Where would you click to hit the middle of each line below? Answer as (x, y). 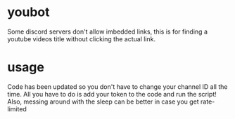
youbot (29, 12)
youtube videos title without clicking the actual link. (82, 38)
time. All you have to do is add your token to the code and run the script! (112, 94)
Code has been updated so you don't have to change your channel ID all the (118, 86)
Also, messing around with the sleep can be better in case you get (103, 101)
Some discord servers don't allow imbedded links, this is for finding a (107, 31)
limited (17, 108)
